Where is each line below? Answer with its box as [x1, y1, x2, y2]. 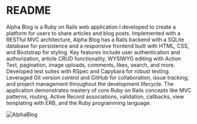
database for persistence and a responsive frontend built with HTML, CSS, [6, 42, 189, 49]
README [6, 4, 51, 17]
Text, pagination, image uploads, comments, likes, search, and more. [6, 61, 176, 69]
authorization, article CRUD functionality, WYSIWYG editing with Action [6, 55, 181, 62]
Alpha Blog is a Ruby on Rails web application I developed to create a [6, 23, 176, 30]
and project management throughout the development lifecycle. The [6, 80, 174, 87]
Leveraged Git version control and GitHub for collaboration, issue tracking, [6, 74, 189, 81]
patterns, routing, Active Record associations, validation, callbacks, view [6, 93, 184, 100]
